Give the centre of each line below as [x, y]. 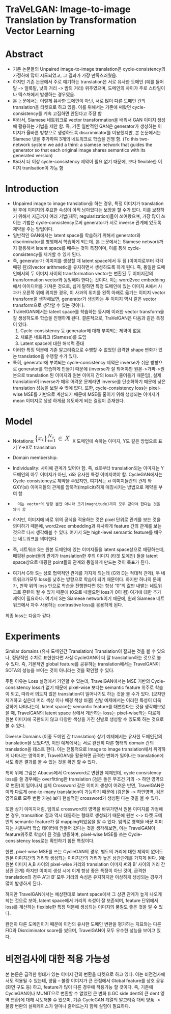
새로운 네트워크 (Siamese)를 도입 [53, 337]
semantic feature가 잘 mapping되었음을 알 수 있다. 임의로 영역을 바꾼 [84, 821]
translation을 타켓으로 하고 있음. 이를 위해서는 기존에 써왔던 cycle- [79, 107]
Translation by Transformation [71, 20]
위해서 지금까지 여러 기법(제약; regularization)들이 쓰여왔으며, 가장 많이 [89, 216]
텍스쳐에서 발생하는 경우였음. [47, 95]
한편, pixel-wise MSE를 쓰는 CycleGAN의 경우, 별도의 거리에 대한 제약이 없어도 [84, 851]
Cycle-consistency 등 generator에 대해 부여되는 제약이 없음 [81, 331]
